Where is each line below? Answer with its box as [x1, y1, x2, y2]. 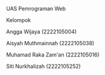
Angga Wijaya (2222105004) [6, 28, 77, 35]
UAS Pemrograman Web [6, 5, 66, 12]
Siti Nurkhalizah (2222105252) [6, 62, 81, 70]
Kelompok [6, 17, 31, 23]
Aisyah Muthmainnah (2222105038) [6, 40, 94, 46]
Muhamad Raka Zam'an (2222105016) [6, 51, 100, 58]
